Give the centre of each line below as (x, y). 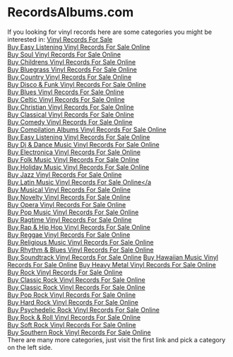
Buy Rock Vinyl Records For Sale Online (65, 272)
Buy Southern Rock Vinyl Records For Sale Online (79, 332)
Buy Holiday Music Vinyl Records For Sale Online (78, 167)
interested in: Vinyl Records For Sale (60, 39)
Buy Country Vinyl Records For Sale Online (70, 77)
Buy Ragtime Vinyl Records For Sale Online (70, 219)
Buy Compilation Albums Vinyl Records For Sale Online (87, 129)
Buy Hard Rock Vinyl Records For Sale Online (73, 302)
